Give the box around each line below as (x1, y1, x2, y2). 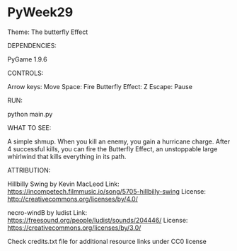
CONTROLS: (7, 69, 44, 77)
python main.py (7, 110, 53, 118)
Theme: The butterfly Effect (7, 28, 88, 36)
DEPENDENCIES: (7, 41, 57, 49)
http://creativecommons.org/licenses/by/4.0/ (7, 194, 138, 203)
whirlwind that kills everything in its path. (7, 152, 127, 160)
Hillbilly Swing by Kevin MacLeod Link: (7, 180, 120, 188)
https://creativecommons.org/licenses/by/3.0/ (7, 223, 141, 232)
